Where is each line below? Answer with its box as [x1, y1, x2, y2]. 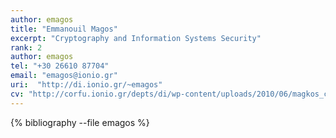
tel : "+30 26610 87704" [10, 61, 110, 71]
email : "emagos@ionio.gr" [10, 71, 118, 81]
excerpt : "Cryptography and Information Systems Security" [10, 33, 262, 43]
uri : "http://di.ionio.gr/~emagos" [10, 80, 163, 90]
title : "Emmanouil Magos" [10, 24, 118, 34]
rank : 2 [10, 42, 43, 53]
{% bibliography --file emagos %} [10, 116, 150, 128]
